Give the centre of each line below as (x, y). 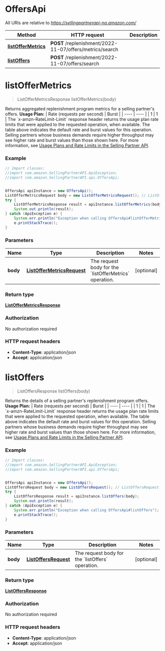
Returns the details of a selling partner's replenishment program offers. (77, 400)
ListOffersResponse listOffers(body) (54, 391)
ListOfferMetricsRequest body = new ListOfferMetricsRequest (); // (76, 195)
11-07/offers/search (75, 64)
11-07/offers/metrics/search (84, 49)
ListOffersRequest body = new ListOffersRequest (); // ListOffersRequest (82, 487)
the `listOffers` (91, 559)
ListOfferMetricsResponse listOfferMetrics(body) (67, 99)
